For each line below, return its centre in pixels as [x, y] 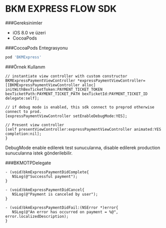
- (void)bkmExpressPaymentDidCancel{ [45, 190]
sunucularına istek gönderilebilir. [39, 153]
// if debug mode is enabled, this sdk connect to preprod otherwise [80, 107]
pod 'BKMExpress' [23, 57]
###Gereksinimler [24, 23]
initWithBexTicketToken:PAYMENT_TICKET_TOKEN [54, 89]
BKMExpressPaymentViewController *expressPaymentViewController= [75, 81]
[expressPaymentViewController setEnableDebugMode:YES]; [66, 116]
